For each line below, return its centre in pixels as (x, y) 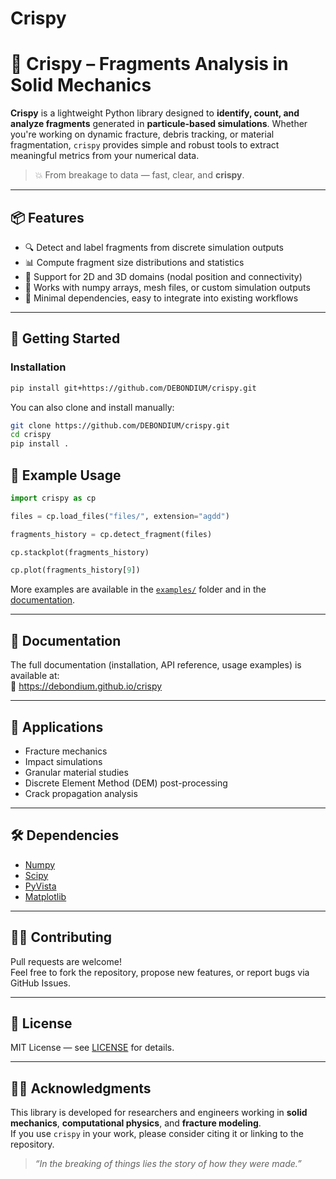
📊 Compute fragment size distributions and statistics (134, 262)
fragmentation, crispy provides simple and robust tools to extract (145, 145)
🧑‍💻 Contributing (61, 937)
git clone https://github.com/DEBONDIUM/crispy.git (120, 425)
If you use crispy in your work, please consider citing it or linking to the (157, 1134)
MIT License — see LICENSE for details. (92, 1048)
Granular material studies (76, 772)
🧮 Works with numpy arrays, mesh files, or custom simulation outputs (167, 287)
